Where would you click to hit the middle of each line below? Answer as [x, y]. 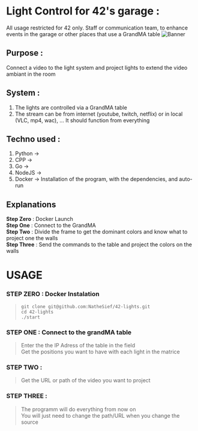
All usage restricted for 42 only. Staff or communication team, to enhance [97, 28]
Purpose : [25, 53]
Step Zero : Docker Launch [40, 219]
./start [30, 317]
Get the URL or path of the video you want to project [86, 380]
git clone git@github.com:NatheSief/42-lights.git [85, 306]
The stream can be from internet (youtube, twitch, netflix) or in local [99, 114]
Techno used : [33, 139]
